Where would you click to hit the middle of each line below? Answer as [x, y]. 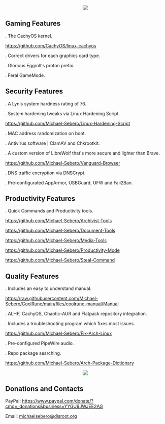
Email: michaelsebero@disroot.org [41, 416]
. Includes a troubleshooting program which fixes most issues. [70, 324]
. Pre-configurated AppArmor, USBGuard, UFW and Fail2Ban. [69, 182]
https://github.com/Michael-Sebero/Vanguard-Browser [63, 163]
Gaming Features [33, 24]
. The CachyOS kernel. [29, 36]
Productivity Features [40, 199]
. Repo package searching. [33, 353]
